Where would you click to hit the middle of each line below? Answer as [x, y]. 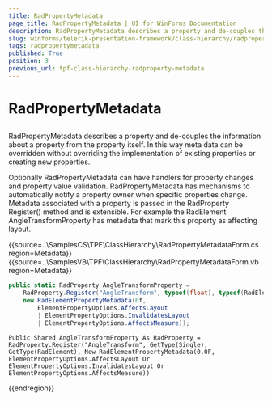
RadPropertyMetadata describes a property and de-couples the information [135, 136]
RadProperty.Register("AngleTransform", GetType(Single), [108, 344]
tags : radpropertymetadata [54, 46]
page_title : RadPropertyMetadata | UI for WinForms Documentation [123, 23]
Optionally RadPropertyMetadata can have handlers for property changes [131, 178]
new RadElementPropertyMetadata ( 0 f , [85, 301]
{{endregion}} [32, 388]
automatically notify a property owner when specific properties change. [128, 195]
